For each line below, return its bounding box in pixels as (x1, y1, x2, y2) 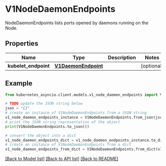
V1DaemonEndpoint (54, 62, 103, 69)
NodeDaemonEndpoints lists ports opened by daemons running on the (5, 20, 149, 26)
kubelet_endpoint (7, 62, 50, 69)
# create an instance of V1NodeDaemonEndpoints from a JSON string (5, 110, 147, 116)
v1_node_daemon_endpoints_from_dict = (5, 147, 85, 152)
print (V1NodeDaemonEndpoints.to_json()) (5, 124, 90, 129)
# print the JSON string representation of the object (5, 120, 121, 124)
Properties (5, 40, 39, 48)
